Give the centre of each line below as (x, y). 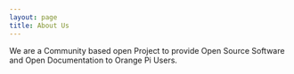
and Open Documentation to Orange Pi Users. (94, 60)
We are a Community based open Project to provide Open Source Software (147, 50)
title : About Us (39, 26)
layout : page (33, 17)
